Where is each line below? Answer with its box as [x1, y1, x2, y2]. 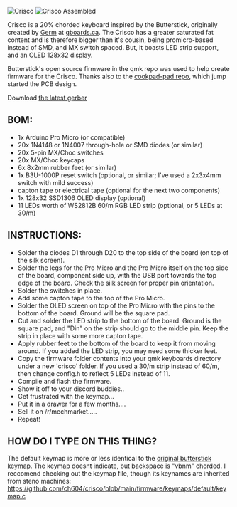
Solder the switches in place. [17, 286, 103, 295]
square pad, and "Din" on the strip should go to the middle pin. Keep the [17, 324, 229, 333]
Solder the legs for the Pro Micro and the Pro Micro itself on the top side [17, 263, 228, 272]
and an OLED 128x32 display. [7, 51, 93, 59]
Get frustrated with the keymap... [17, 392, 115, 400]
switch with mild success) [17, 178, 94, 187]
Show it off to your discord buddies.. [17, 385, 125, 393]
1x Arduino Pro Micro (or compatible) [17, 132, 126, 142]
